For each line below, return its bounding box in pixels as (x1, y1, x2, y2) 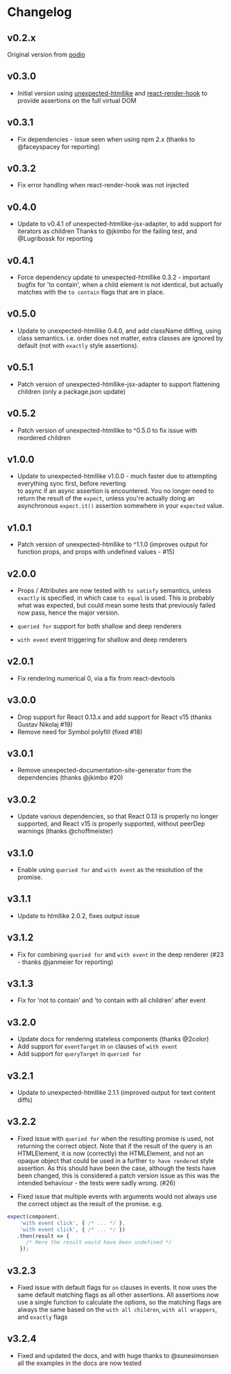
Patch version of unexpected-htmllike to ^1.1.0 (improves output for (17, 540, 208, 548)
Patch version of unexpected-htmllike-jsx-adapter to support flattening (17, 380, 221, 388)
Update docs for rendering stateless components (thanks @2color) (17, 1035, 209, 1043)
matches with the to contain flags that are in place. (17, 288, 165, 297)
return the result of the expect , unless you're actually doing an (17, 494, 195, 503)
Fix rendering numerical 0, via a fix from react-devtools (17, 674, 176, 682)
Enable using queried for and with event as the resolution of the (17, 866, 203, 874)
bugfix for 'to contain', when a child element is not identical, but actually (17, 281, 223, 289)
